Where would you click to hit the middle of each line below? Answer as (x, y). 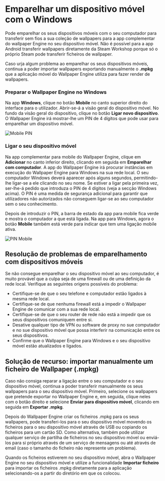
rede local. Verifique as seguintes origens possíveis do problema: (71, 284)
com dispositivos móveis (44, 262)
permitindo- (146, 178)
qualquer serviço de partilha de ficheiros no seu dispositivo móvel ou (75, 438)
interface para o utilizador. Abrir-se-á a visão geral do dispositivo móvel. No (82, 108)
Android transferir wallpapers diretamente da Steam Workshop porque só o (82, 49)
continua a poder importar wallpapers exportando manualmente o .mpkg (79, 69)
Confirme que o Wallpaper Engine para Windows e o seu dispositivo (81, 341)
